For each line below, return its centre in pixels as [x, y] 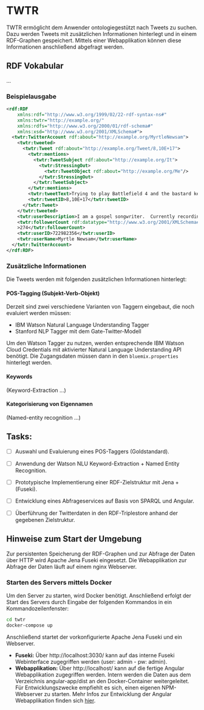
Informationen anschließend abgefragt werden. [65, 47]
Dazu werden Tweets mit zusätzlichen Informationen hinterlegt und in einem [102, 33]
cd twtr [16, 619]
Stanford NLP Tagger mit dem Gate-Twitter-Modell [78, 332]
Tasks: [19, 437]
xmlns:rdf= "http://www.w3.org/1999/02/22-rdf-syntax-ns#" [92, 114]
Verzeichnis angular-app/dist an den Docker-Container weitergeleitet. [102, 681]
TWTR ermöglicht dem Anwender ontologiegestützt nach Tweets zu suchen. [102, 27]
